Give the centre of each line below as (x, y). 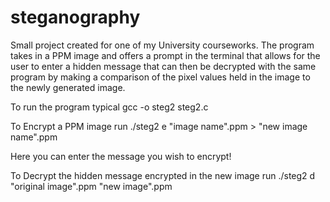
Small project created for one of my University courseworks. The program (162, 45)
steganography (75, 17)
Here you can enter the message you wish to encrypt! (121, 156)
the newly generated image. (68, 87)
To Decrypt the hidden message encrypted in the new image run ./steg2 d (163, 175)
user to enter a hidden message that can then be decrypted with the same (163, 66)
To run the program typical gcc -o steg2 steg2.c (109, 107)
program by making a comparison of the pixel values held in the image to (160, 77)
